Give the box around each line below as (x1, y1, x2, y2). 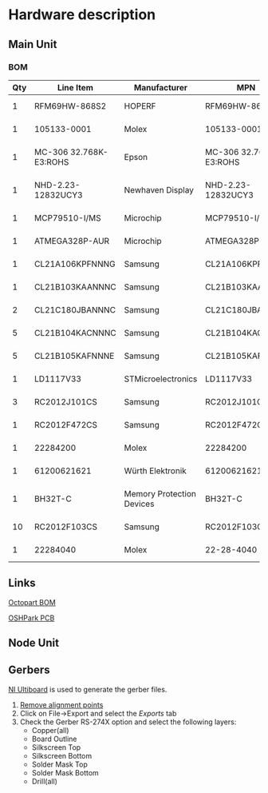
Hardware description (8, 6, 156, 24)
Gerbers (8, 663, 50, 677)
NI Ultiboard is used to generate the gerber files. (8, 684, 167, 694)
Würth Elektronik (124, 465, 187, 476)
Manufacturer (134, 82, 187, 93)
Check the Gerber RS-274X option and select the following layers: (19, 717, 237, 727)
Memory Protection (124, 488, 197, 499)
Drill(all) (31, 776, 58, 786)
